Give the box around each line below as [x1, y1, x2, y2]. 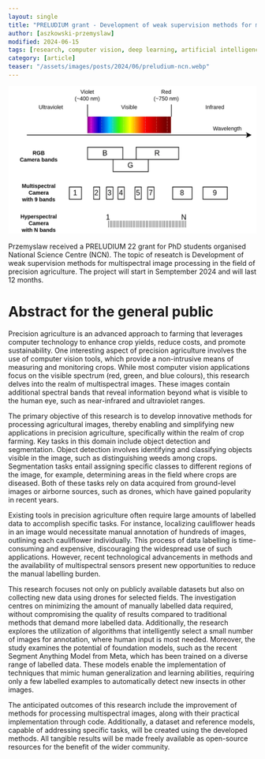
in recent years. [8, 495, 59, 504]
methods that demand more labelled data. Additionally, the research [8, 618, 229, 627]
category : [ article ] [8, 54, 77, 62]
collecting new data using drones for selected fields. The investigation [8, 593, 237, 602]
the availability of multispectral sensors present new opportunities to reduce [8, 560, 256, 570]
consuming [8, 544, 45, 553]
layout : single [8, 13, 58, 21]
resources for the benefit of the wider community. [8, 742, 170, 751]
